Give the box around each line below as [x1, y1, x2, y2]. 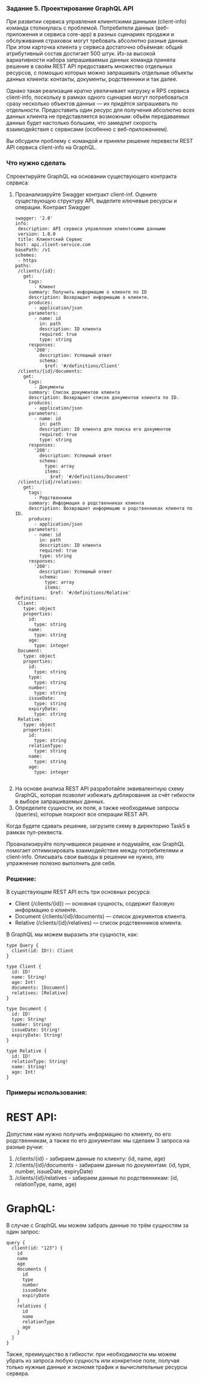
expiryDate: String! [11, 1032, 63, 1038]
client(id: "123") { [11, 1245, 63, 1251]
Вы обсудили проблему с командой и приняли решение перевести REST [6, 137, 193, 145]
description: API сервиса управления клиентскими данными [17, 225, 166, 232]
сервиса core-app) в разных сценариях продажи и [44, 31, 175, 38]
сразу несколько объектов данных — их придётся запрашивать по [6, 100, 178, 107]
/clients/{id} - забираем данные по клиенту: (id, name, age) [14, 1155, 166, 1162]
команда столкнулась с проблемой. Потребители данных [6, 24, 154, 31]
